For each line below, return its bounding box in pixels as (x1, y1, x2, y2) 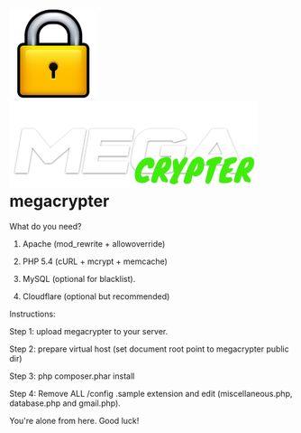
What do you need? (9, 221, 82, 231)
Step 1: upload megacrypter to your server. (9, 325, 169, 336)
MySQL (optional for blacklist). (22, 273, 136, 284)
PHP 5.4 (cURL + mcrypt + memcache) (22, 256, 169, 267)
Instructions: (9, 308, 56, 319)
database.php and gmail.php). (9, 398, 122, 409)
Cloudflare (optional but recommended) (22, 290, 170, 302)
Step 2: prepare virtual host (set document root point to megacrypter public (9, 344, 290, 354)
